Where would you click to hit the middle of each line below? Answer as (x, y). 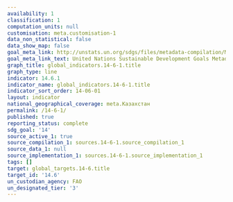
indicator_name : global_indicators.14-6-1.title (79, 85)
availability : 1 (31, 14)
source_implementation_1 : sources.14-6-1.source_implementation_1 (105, 156)
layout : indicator (34, 98)
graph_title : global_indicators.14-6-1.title (74, 65)
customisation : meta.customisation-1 (62, 33)
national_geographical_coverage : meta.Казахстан (79, 104)
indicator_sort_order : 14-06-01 (54, 91)
